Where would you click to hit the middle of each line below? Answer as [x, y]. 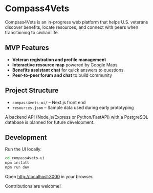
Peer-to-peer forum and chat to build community [62, 75]
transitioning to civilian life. [32, 32]
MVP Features [27, 48]
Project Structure [32, 91]
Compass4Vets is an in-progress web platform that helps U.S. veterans [76, 22]
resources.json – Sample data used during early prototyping [73, 107]
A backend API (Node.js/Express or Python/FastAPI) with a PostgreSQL [77, 117]
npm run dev [17, 167]
